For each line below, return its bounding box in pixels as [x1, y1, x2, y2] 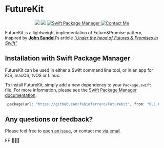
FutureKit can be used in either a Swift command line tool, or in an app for [5, 67, 154, 73]
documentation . [5, 92, 37, 98]
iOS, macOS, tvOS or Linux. [5, 72, 61, 78]
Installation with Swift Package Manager [5, 54, 130, 63]
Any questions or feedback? [5, 115, 93, 124]
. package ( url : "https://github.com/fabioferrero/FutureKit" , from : [5, 102, 145, 106]
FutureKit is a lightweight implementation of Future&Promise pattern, [5, 29, 143, 35]
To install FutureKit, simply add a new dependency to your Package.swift [5, 82, 152, 87]
